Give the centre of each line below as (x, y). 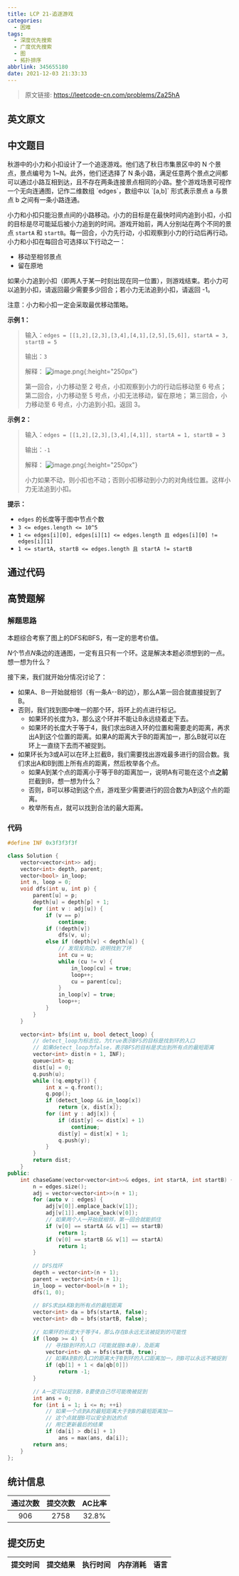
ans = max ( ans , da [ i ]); (94, 1438)
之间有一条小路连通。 (52, 199)
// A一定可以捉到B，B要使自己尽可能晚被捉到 (90, 1392)
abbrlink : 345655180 (38, 67)
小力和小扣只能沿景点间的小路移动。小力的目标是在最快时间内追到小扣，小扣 (119, 215)
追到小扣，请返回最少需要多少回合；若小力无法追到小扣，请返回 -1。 (114, 290)
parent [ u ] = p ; (55, 896)
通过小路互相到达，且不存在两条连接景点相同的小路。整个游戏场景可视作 (126, 181)
